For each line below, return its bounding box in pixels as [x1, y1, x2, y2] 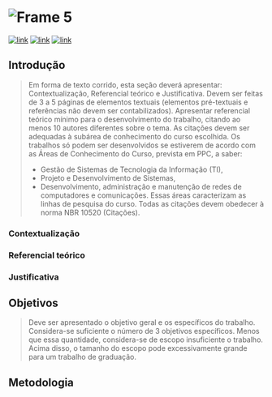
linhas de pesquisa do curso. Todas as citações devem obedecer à [40, 198, 265, 208]
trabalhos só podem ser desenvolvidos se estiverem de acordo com [28, 140, 256, 150]
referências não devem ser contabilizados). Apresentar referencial [28, 105, 250, 115]
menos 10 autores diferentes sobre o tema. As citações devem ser [28, 122, 250, 133]
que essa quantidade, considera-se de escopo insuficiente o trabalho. [28, 335, 264, 344]
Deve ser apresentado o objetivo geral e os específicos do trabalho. [28, 318, 256, 327]
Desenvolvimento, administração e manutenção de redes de [40, 181, 242, 191]
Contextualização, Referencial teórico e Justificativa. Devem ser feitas [28, 88, 264, 98]
